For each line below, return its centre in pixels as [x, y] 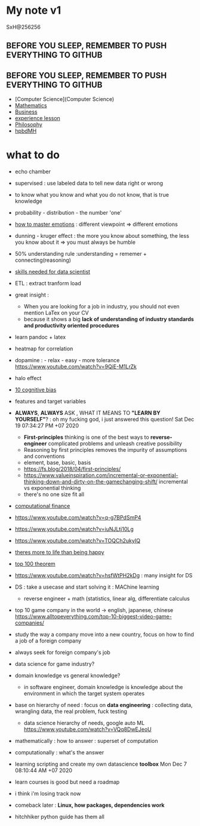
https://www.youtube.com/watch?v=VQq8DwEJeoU [87, 729]
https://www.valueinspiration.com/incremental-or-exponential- [101, 475]
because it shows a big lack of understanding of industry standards [109, 319]
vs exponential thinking [52, 488]
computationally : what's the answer [59, 752]
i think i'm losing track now [48, 794]
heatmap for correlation [44, 349]
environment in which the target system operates [84, 693]
